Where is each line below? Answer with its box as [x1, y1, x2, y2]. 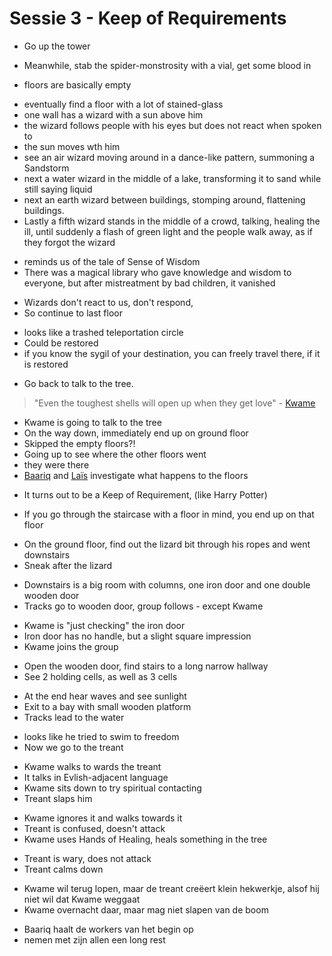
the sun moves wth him [23, 140, 121, 152]
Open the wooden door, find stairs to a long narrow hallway [23, 660, 269, 672]
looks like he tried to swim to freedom [23, 730, 180, 742]
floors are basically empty [23, 78, 132, 91]
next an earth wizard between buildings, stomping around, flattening [23, 193, 306, 206]
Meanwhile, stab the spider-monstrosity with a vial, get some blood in [23, 59, 312, 71]
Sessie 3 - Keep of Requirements [9, 7, 287, 30]
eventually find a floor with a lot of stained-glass [23, 98, 224, 110]
